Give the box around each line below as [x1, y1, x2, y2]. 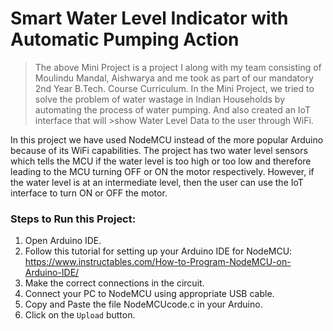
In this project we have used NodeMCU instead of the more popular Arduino [10, 133, 324, 146]
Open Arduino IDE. [24, 235, 102, 247]
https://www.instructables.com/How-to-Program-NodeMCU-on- [24, 256, 292, 268]
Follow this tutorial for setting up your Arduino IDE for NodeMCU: [24, 245, 293, 257]
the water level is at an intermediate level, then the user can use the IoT [10, 176, 304, 188]
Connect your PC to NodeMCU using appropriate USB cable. [24, 288, 275, 300]
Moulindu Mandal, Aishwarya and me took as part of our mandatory [34, 72, 314, 84]
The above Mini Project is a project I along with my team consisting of [34, 61, 322, 73]
